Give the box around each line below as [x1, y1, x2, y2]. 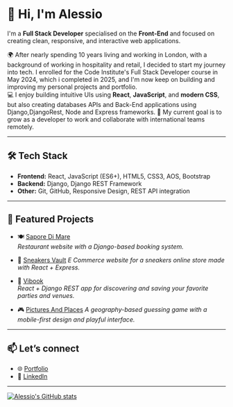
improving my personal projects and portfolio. [7, 83, 137, 91]
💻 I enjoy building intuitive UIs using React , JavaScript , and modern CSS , [7, 90, 220, 99]
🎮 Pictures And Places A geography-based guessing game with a [17, 305, 207, 313]
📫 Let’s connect [7, 342, 80, 354]
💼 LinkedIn [17, 372, 48, 381]
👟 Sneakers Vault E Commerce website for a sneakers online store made [17, 256, 225, 264]
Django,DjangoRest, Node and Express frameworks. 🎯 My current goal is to [7, 108, 222, 116]
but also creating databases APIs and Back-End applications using [7, 100, 197, 108]
